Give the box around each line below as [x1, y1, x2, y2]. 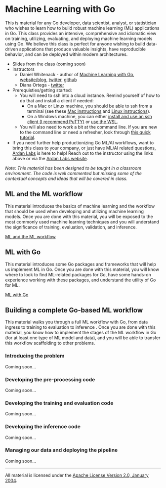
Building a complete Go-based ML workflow [5, 306, 143, 314]
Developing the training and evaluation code [5, 399, 114, 406]
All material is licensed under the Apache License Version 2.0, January [5, 472, 149, 478]
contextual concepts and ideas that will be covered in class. [5, 176, 127, 181]
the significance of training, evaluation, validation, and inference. [5, 224, 137, 230]
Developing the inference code [5, 423, 81, 430]
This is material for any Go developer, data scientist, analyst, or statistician [5, 20, 157, 26]
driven [5, 46, 18, 52]
